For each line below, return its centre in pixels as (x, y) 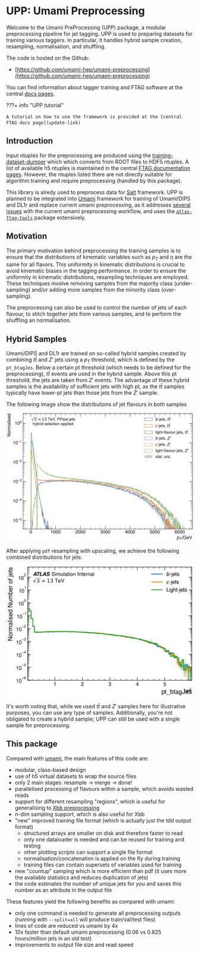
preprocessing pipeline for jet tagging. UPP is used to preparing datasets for (99, 33)
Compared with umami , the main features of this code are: (78, 758)
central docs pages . (31, 93)
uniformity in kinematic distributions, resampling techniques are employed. (97, 277)
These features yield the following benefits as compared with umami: (91, 901)
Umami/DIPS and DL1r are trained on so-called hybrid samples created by (96, 354)
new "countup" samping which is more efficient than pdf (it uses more (101, 871)
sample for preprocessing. (38, 725)
